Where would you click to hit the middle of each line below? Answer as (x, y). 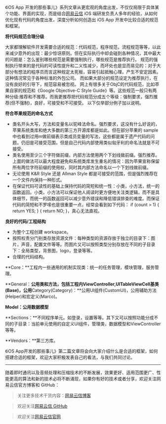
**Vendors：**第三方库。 (32, 341)
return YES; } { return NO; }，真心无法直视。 (57, 211)
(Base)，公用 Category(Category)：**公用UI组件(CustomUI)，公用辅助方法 (81, 290)
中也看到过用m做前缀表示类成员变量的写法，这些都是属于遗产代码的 (81, 136)
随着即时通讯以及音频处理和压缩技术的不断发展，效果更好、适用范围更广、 (81, 372)
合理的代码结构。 (30, 257)
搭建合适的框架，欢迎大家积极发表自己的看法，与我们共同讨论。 (70, 357)
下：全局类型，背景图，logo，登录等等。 (54, 250)
